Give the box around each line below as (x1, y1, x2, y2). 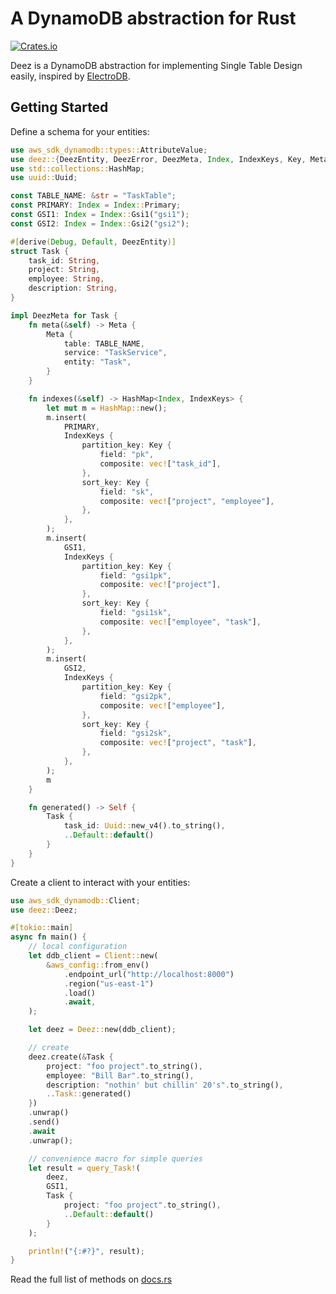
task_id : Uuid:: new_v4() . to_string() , (63, 821, 226, 831)
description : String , (28, 283, 118, 294)
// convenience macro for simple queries (28, 1153, 203, 1164)
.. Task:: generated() (46, 1089, 132, 1099)
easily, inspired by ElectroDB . (10, 70, 131, 82)
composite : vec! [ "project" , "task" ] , (99, 738, 257, 748)
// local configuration (28, 942, 128, 952)
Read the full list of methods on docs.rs (10, 1273, 173, 1286)
